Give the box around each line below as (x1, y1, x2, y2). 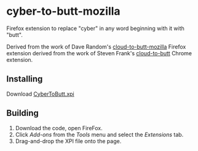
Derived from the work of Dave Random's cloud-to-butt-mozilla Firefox (6, 43, 186, 50)
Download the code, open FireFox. (15, 124, 103, 131)
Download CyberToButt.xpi (6, 90, 75, 98)
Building (6, 108, 39, 118)
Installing (6, 74, 43, 84)
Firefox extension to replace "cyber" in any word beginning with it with (6, 25, 184, 32)
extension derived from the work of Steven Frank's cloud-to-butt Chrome (6, 49, 192, 56)
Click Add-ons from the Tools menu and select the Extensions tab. (15, 131, 184, 138)
